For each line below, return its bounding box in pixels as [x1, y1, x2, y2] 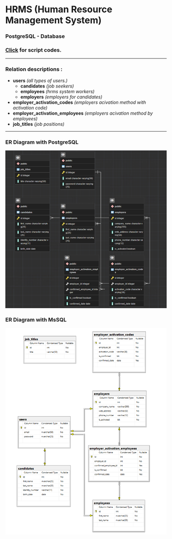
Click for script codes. [5, 47, 62, 54]
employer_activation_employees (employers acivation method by [12, 110, 153, 116]
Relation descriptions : [5, 66, 63, 73]
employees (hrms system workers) [20, 88, 95, 94]
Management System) [5, 14, 102, 26]
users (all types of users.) [12, 77, 68, 83]
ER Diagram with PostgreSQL [5, 138, 79, 145]
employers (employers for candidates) [20, 94, 102, 100]
